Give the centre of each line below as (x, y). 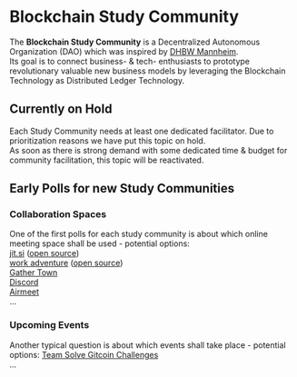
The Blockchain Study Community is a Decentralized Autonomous (135, 42)
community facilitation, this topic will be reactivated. (107, 160)
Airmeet (24, 292)
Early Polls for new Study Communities (122, 188)
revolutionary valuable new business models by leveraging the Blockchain (148, 71)
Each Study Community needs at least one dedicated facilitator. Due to (142, 131)
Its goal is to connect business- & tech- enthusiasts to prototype (130, 61)
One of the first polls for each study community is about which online (139, 234)
